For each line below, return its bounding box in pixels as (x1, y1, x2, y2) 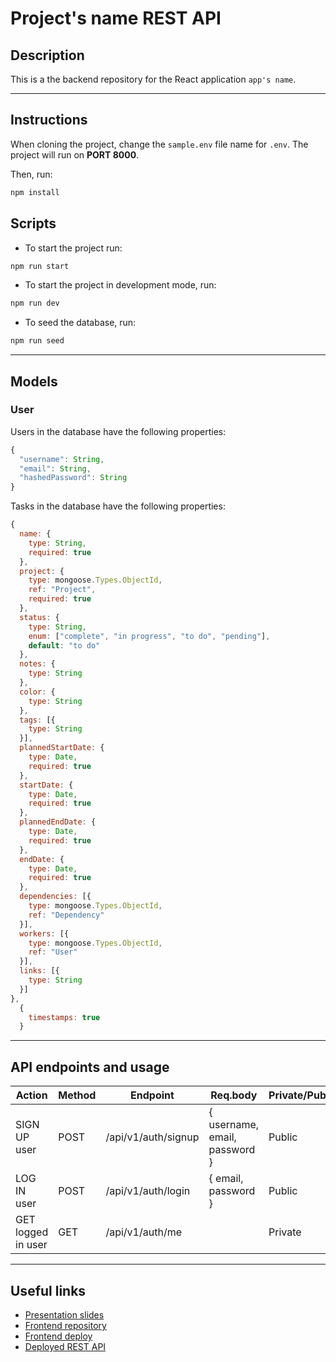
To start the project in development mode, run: (24, 279, 217, 291)
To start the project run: (24, 242, 123, 254)
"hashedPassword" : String (19, 473, 128, 483)
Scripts (10, 215, 57, 232)
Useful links (10, 1282, 87, 1299)
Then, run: (10, 168, 53, 180)
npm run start (10, 261, 70, 271)
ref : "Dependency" (28, 910, 105, 920)
